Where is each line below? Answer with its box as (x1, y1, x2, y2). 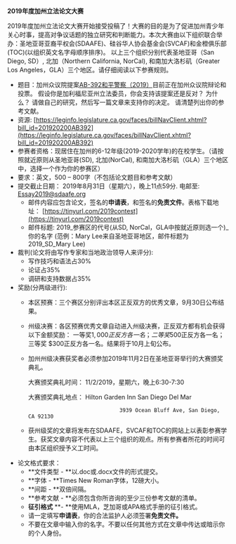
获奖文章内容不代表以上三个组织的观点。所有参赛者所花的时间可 (40, 435, 225, 443)
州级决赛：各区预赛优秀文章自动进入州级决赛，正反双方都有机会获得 (27, 322, 225, 330)
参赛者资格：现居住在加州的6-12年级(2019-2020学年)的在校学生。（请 (17, 147, 218, 155)
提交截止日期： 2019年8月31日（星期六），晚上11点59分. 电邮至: (17, 182, 200, 190)
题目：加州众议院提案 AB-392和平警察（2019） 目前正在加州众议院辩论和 (17, 81, 227, 88)
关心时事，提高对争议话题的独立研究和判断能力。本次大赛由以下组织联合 (7, 31, 216, 39)
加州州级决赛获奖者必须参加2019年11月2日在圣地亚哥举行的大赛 (27, 354, 211, 362)
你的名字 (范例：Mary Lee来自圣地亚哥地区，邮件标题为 (27, 232, 189, 240)
